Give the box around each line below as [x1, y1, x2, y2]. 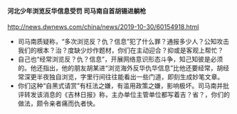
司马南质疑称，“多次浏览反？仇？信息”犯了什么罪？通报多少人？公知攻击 [17, 38, 230, 46]
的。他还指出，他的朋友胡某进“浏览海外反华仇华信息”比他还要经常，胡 [17, 64, 223, 72]
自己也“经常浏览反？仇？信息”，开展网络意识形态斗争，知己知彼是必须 [17, 55, 223, 64]
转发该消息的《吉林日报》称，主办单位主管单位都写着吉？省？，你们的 [23, 91, 230, 99]
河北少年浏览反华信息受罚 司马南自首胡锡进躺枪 [7, 6, 147, 15]
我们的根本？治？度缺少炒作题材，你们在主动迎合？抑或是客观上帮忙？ [17, 46, 224, 55]
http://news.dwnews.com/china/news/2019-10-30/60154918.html [7, 23, 199, 31]
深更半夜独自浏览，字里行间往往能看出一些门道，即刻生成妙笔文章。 [23, 73, 224, 81]
